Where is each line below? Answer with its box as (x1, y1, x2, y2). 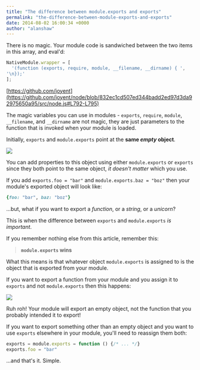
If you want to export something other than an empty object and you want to (6, 323, 194, 330)
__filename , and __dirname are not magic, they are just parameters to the (6, 118, 185, 125)
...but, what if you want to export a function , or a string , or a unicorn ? (6, 205, 176, 212)
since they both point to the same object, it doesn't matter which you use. (6, 165, 187, 172)
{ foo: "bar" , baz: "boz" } (6, 194, 70, 200)
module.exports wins (20, 246, 72, 253)
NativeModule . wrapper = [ (6, 60, 70, 66)
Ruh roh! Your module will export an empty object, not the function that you (6, 305, 192, 312)
